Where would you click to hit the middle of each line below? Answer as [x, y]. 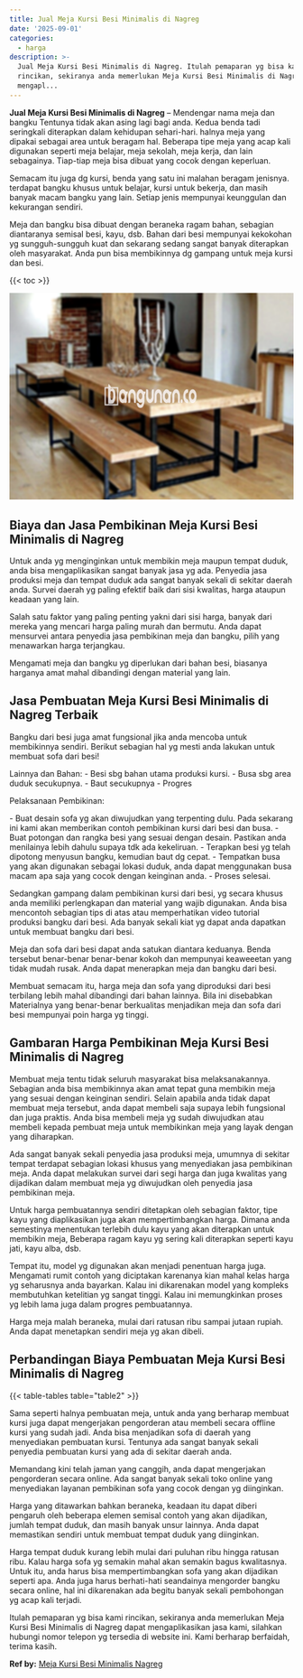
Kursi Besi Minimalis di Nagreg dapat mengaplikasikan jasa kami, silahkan [146, 1627]
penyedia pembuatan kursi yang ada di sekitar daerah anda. [121, 1451]
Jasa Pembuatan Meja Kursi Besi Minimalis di [139, 701]
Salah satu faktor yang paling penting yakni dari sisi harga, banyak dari [141, 617]
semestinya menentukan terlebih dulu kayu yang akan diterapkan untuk [142, 1229]
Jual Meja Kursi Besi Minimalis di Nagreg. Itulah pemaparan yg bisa [151, 67]
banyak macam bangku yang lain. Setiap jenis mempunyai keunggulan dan [148, 197]
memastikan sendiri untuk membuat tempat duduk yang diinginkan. [134, 1534]
